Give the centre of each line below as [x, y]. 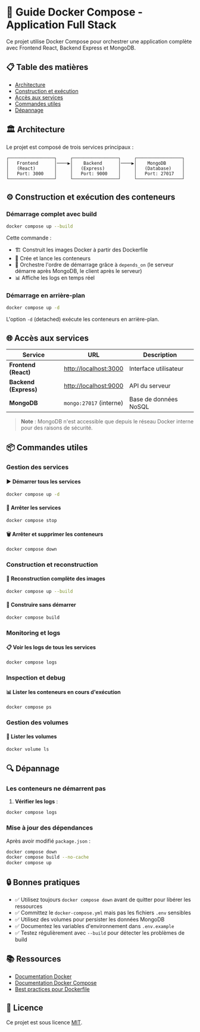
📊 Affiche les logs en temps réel [55, 278]
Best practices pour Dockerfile [52, 989]
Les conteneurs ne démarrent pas [56, 789]
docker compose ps [29, 707]
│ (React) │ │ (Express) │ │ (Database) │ [96, 168]
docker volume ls [28, 749]
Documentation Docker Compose [56, 982]
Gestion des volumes [37, 722]
